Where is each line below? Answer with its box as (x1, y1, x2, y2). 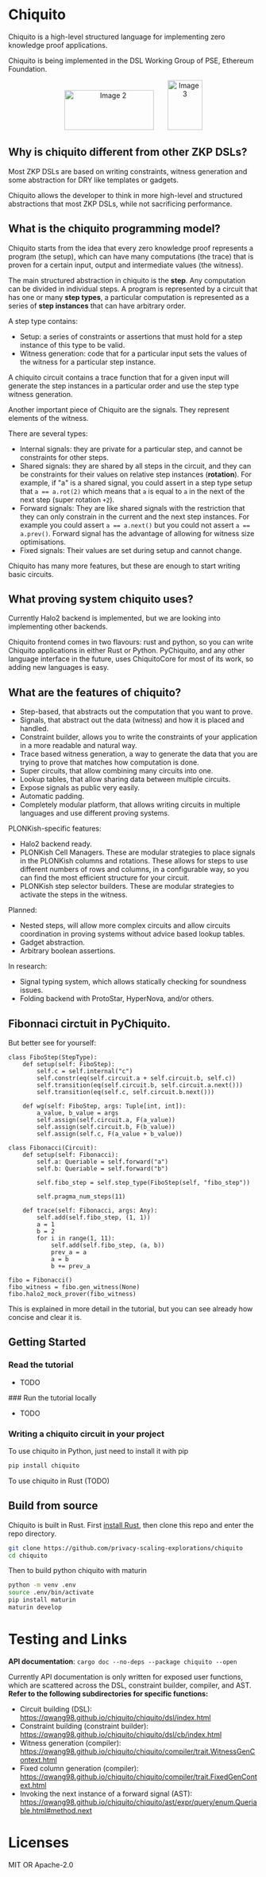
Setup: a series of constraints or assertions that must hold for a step (19, 332, 243, 341)
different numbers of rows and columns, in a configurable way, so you (19, 865, 249, 874)
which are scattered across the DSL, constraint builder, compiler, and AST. (8, 1680, 252, 1690)
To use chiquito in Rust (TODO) (8, 1476, 110, 1486)
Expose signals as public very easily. (19, 783, 141, 792)
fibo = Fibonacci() (8, 1276, 73, 1284)
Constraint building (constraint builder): (19, 1721, 149, 1731)
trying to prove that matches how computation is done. (19, 757, 200, 767)
